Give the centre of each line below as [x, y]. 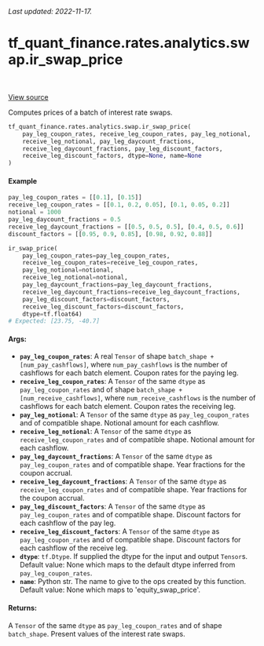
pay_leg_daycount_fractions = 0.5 [65, 220]
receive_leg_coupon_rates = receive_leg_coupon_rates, [110, 263]
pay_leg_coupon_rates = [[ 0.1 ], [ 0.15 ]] [75, 198]
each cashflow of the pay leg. [68, 523]
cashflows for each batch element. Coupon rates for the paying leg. [129, 373]
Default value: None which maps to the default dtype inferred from [127, 565]
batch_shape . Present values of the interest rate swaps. [97, 633]
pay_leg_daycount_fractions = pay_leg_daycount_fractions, [117, 285]
